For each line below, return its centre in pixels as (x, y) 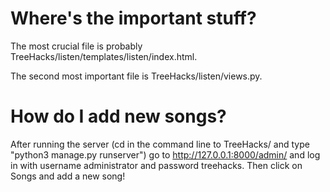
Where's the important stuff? (133, 18)
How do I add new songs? (118, 116)
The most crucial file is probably (76, 46)
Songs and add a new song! (68, 176)
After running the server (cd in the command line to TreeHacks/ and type (160, 144)
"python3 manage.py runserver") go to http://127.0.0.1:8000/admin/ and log (165, 154)
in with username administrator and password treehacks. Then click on (156, 165)
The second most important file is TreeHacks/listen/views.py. (136, 76)
